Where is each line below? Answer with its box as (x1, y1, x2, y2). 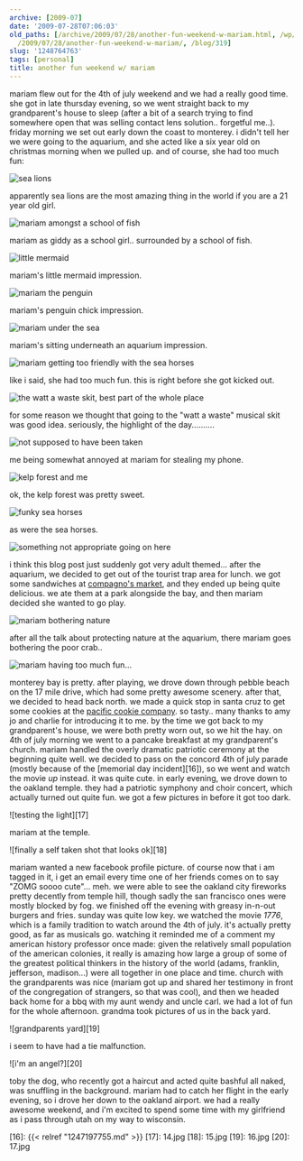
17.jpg (9, 1140, 31, 1151)
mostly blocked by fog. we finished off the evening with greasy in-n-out (9, 899, 276, 911)
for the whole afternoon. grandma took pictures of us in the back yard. (9, 1005, 271, 1016)
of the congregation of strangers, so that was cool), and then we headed (9, 986, 280, 997)
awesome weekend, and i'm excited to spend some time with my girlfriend (9, 1104, 286, 1115)
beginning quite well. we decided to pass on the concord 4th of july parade (9, 753, 289, 764)
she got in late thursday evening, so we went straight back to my (9, 97, 250, 108)
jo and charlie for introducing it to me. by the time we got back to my (9, 714, 264, 726)
